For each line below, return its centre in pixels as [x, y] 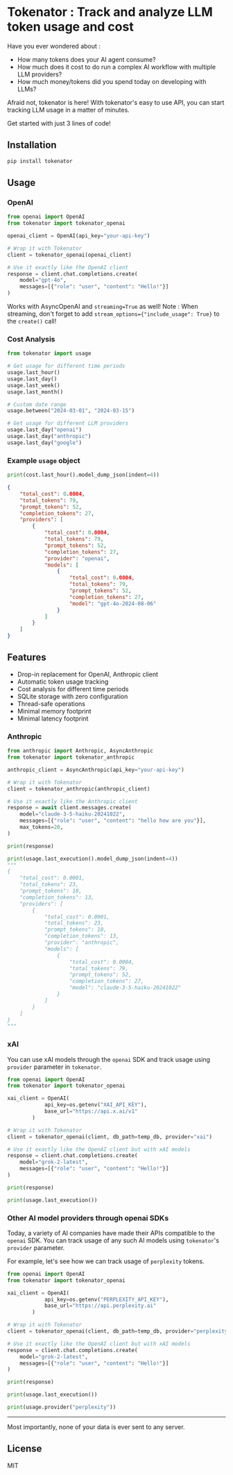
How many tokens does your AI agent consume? [86, 59]
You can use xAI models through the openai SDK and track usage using [109, 1059]
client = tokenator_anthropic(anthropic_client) [79, 789]
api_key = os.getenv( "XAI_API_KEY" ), [96, 1105]
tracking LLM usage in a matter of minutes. [68, 110]
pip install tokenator [40, 161]
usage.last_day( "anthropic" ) [49, 437]
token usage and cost [70, 27]
